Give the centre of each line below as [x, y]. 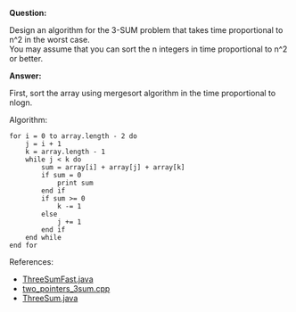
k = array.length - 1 [65, 152]
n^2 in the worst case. [50, 40]
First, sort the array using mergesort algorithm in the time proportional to [143, 93]
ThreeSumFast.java [58, 279]
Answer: [25, 76]
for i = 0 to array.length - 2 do [74, 136]
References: [31, 262]
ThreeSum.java [50, 298]
